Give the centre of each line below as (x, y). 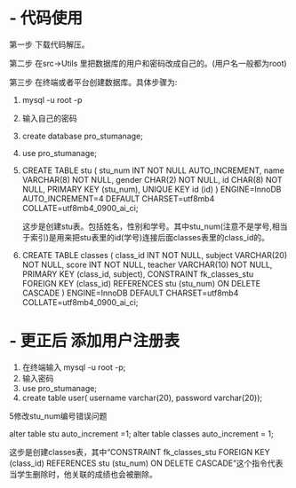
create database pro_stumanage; (83, 136)
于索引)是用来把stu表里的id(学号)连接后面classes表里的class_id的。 (145, 237)
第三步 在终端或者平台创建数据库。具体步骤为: (93, 82)
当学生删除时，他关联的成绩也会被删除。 (83, 474)
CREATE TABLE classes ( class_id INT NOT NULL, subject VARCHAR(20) (155, 255)
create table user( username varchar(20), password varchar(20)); (142, 397)
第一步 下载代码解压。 (49, 44)
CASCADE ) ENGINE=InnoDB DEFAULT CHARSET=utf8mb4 (130, 293)
